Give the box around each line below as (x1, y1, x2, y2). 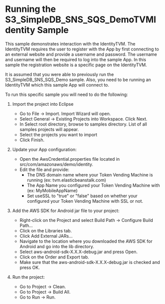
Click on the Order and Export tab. (19, 254, 90, 260)
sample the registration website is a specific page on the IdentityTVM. (5, 62, 147, 68)
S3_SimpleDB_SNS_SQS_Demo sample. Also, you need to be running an (5, 77, 151, 83)
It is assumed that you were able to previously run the (5, 71, 114, 77)
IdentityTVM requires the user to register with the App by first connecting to (5, 46, 159, 52)
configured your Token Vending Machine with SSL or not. (27, 198, 143, 204)
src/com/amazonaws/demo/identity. (19, 161, 94, 167)
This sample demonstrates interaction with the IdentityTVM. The (5, 41, 135, 46)
